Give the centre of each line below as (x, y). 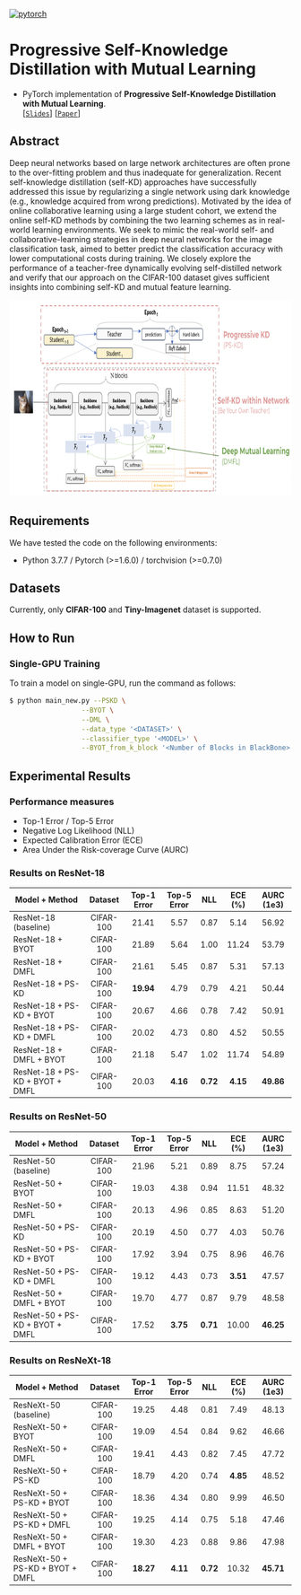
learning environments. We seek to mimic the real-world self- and (153, 230)
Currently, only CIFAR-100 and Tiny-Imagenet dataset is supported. (135, 609)
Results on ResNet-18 (57, 872)
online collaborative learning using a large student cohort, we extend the (143, 210)
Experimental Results (70, 776)
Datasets (35, 588)
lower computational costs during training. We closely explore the (130, 258)
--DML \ (95, 719)
